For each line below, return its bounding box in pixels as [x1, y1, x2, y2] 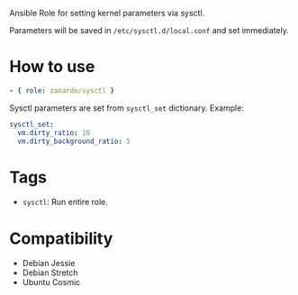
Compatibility [9, 228, 113, 248]
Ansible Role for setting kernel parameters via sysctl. [9, 8, 205, 18]
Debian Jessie [22, 258, 76, 269]
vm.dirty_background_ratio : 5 [17, 137, 131, 146]
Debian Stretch [22, 267, 78, 278]
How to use [9, 57, 95, 77]
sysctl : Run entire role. [22, 197, 108, 208]
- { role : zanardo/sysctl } [9, 85, 115, 95]
